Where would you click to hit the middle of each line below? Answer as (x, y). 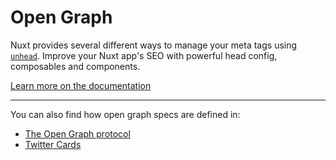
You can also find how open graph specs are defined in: (125, 114)
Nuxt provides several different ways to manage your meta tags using (154, 45)
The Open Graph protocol (77, 133)
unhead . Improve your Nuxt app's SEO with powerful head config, (144, 55)
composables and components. (75, 66)
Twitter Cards (53, 144)
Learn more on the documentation (81, 85)
